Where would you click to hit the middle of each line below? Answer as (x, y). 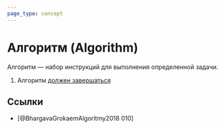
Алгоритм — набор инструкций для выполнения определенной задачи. (113, 67)
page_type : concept (35, 13)
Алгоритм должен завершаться (64, 80)
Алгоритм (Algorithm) (73, 47)
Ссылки (25, 102)
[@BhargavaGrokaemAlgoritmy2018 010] (75, 119)
